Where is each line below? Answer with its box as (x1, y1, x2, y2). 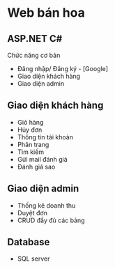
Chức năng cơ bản (7, 51, 61, 59)
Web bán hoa (7, 5, 85, 21)
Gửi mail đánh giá (17, 155, 68, 163)
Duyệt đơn (17, 208, 47, 217)
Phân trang (17, 140, 49, 148)
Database (7, 236, 50, 248)
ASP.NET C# (7, 33, 63, 45)
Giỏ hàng (17, 118, 44, 126)
